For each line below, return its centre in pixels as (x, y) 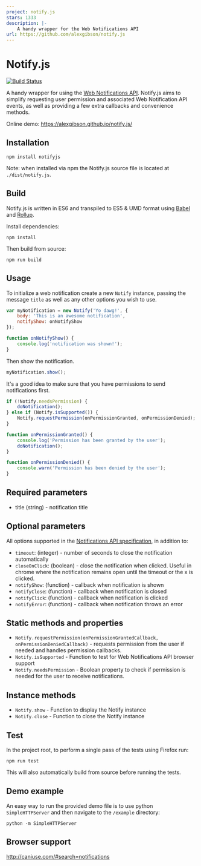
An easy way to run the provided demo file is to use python (80, 805)
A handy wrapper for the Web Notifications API (78, 29)
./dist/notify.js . (29, 174)
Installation (28, 143)
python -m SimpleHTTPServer (42, 823)
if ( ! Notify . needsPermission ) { (47, 401)
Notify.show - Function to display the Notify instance (81, 710)
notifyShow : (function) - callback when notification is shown (89, 584)
